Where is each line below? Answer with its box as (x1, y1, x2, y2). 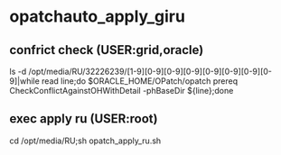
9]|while (9, 76, 41, 87)
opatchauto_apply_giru (9, 6, 185, 27)
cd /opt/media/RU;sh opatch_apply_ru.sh (9, 135, 162, 146)
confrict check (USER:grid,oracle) (9, 42, 204, 58)
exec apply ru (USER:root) (9, 111, 158, 127)
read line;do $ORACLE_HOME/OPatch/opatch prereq (42, 76, 239, 87)
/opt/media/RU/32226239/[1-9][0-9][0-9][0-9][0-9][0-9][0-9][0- (28, 66, 273, 77)
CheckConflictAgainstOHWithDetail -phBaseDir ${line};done (9, 86, 234, 96)
